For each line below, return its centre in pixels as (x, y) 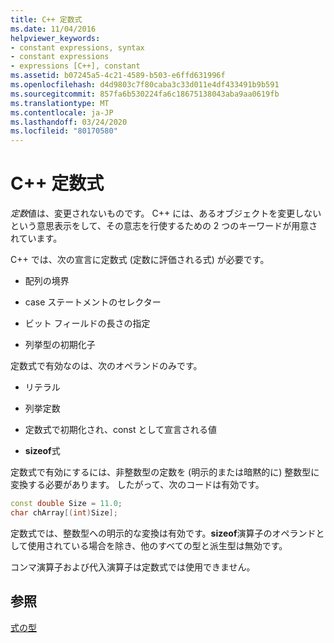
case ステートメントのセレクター (93, 302)
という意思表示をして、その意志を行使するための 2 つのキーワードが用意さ (164, 226)
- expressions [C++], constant (75, 66)
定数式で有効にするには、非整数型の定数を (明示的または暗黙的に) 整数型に (165, 472)
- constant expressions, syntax (77, 47)
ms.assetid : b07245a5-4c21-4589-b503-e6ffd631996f (118, 76)
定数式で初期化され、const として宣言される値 (121, 430)
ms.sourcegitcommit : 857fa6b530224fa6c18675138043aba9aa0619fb (145, 94)
